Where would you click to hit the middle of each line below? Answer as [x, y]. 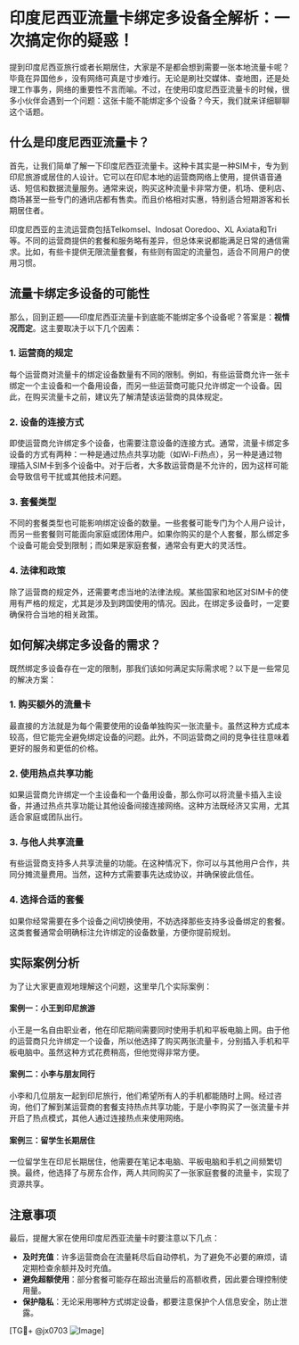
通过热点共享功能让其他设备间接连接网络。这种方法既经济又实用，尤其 [161, 806]
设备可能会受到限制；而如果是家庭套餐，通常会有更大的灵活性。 [133, 545]
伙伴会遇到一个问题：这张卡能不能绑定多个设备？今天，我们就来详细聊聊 [157, 100]
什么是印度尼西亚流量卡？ [79, 142]
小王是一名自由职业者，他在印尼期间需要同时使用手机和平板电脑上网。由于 [145, 1030]
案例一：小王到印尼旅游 [52, 1009]
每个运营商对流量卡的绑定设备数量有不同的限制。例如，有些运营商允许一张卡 [149, 374]
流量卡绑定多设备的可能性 [79, 294]
